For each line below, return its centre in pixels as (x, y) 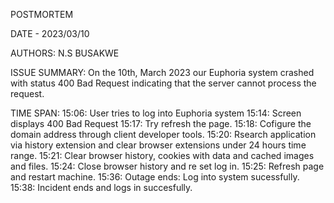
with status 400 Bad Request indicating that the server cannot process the (163, 83)
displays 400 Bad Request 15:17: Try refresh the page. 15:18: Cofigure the (161, 123)
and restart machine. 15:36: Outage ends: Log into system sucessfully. (155, 177)
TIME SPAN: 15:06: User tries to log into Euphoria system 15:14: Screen (156, 113)
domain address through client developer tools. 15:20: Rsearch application (163, 134)
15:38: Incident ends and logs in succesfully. (101, 187)
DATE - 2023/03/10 (50, 33)
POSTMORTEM (42, 14)
